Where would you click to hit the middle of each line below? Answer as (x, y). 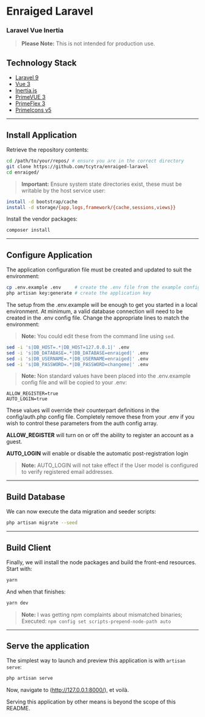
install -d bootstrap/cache (42, 202)
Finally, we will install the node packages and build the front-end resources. (101, 562)
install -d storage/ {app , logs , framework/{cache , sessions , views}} (91, 207)
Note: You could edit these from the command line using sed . (98, 336)
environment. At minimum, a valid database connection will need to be (95, 311)
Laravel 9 (27, 78)
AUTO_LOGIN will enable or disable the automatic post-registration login (97, 454)
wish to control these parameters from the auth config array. (82, 424)
